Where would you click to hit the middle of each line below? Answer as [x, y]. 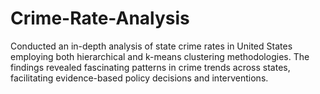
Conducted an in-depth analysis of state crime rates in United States [151, 46]
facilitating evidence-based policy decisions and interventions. [139, 78]
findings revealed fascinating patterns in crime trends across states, [150, 67]
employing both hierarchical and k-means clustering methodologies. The [160, 56]
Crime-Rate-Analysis [100, 18]
